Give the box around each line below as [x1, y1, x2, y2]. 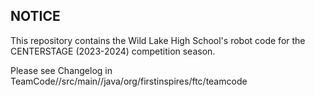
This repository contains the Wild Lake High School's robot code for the [10, 34, 306, 46]
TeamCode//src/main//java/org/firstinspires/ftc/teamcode [10, 75, 248, 87]
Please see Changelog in [10, 64, 113, 76]
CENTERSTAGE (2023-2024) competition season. [10, 45, 216, 57]
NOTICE [10, 8, 61, 25]
